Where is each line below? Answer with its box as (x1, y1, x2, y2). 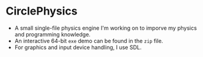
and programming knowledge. (14, 30, 91, 38)
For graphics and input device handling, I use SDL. (14, 44, 142, 51)
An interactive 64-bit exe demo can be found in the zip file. (14, 37, 163, 44)
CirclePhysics (6, 4, 78, 18)
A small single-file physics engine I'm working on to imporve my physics (14, 24, 197, 32)
